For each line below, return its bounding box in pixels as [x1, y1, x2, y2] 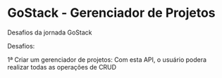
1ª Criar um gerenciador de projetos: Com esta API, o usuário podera [7, 55, 206, 64]
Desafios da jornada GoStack [7, 28, 92, 37]
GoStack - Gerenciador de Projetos [7, 5, 216, 21]
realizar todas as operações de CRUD [7, 63, 117, 71]
